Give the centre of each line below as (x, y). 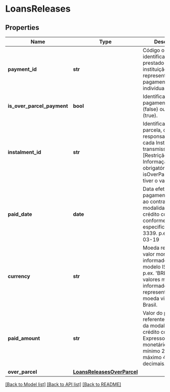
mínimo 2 (154, 351)
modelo (152, 267)
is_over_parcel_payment (38, 106)
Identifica (154, 96)
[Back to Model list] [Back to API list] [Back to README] (63, 384)
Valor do (153, 313)
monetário (155, 345)
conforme (154, 221)
